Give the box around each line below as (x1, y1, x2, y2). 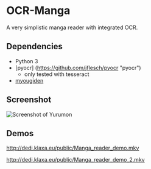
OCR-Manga (6, 4, 71, 18)
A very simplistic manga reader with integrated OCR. (6, 24, 138, 31)
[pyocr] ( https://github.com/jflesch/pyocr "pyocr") (15, 64, 141, 71)
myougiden (15, 77, 44, 84)
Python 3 (15, 57, 38, 64)
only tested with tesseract (24, 71, 90, 78)
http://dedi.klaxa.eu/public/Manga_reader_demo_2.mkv (6, 156, 145, 164)
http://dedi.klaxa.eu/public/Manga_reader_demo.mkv (6, 144, 139, 152)
